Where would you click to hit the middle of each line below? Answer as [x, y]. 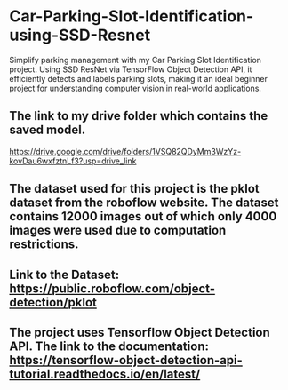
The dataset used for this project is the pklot [134, 189]
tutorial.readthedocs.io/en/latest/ [105, 374]
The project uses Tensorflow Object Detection [140, 332]
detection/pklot [53, 302]
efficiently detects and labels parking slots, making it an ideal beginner [139, 78]
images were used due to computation [118, 231]
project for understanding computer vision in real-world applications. [136, 88]
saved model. [48, 130]
